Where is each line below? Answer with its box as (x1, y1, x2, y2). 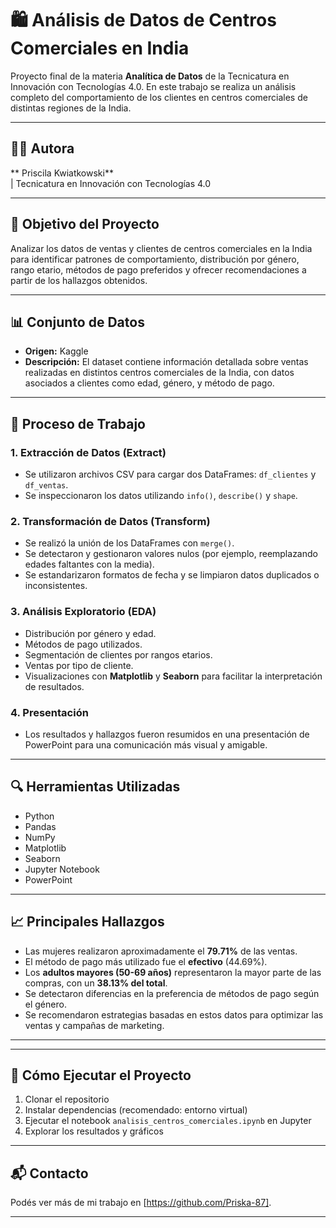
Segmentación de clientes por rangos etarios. (24, 648, 213, 661)
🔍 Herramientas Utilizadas (10, 778, 181, 796)
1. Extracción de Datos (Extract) (10, 445, 167, 459)
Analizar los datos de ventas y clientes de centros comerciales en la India (10, 242, 313, 254)
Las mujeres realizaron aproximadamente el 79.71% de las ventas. (24, 945, 298, 957)
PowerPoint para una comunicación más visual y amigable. (24, 738, 268, 751)
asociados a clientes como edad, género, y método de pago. (24, 377, 275, 389)
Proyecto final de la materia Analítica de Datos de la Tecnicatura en (10, 70, 290, 82)
